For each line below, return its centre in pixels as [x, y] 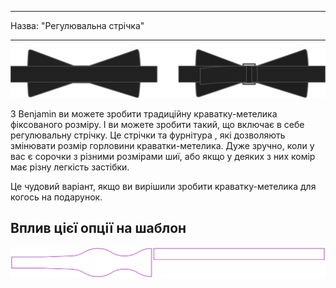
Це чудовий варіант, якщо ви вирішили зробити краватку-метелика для [163, 186]
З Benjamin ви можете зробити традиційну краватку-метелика [144, 113]
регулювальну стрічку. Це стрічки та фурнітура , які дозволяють [148, 135]
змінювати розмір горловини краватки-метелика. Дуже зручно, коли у [162, 145]
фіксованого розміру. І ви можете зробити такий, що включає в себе [157, 124]
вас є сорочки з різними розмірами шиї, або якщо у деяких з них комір [163, 156]
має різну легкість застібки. [70, 167]
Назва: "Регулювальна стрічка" [77, 25]
